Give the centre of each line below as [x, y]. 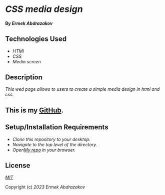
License [18, 165]
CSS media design [44, 9]
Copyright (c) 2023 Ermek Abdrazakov [45, 187]
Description [24, 77]
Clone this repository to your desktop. [51, 139]
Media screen [26, 61]
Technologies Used [36, 39]
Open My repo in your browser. [44, 150]
